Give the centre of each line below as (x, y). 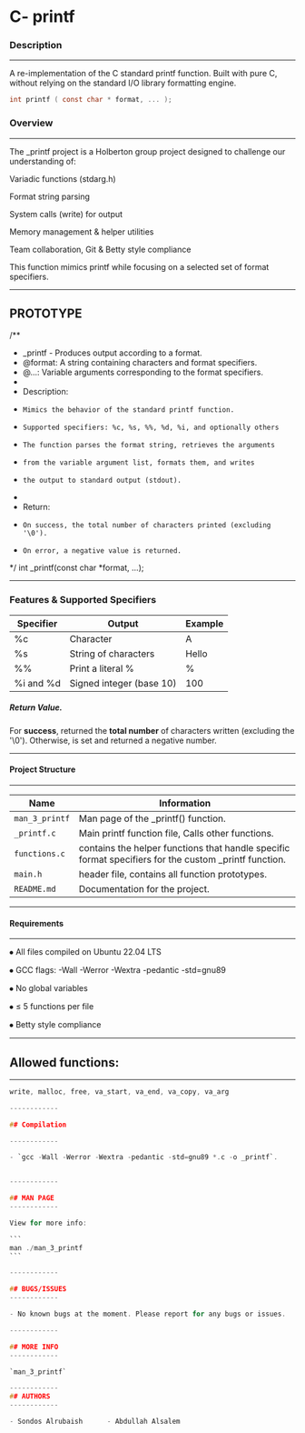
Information (185, 803)
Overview (31, 123)
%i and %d (37, 683)
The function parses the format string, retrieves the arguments (148, 446)
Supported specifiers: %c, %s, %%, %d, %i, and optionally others (151, 428)
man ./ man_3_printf (46, 1248)
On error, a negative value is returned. (102, 551)
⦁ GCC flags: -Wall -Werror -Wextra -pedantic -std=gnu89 (118, 970)
